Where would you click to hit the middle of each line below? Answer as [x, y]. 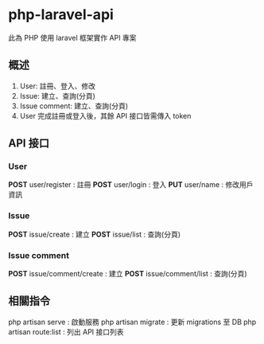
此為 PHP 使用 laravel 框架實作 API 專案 [72, 37]
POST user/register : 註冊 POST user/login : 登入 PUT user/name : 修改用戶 [131, 185]
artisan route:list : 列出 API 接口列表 [66, 331]
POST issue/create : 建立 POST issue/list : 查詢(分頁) [95, 234]
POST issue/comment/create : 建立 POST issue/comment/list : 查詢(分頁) [128, 274]
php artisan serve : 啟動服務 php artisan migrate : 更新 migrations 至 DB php [132, 322]
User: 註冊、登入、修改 [58, 86]
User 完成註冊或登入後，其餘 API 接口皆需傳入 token [105, 115]
